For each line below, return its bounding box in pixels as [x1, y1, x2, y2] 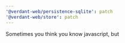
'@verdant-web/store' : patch [5, 14, 78, 20]
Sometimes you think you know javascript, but [5, 30, 120, 37]
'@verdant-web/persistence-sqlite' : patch [5, 8, 113, 15]
